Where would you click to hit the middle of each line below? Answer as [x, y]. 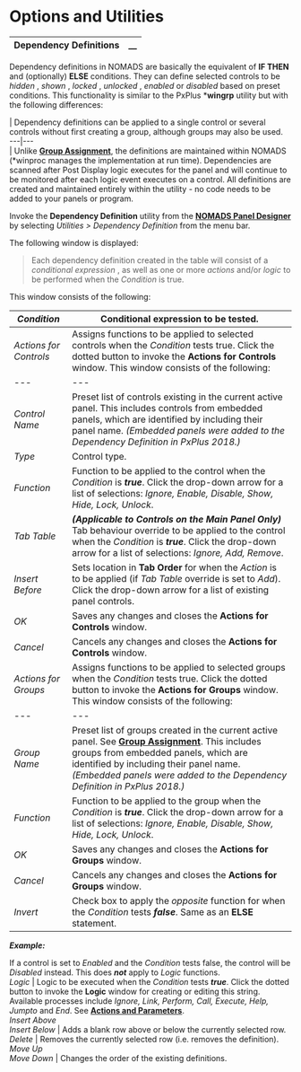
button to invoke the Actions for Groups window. [175, 690]
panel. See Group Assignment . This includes [166, 741]
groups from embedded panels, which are [159, 752]
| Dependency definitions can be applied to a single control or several [138, 122]
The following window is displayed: [74, 242]
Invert [26, 911]
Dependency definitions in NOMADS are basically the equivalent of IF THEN [149, 66]
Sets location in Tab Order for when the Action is [174, 567]
